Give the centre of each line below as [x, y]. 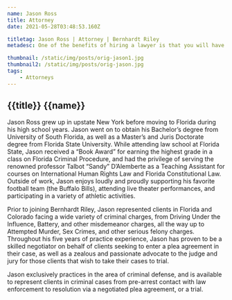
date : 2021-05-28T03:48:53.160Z [54, 26]
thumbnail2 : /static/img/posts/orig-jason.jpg [75, 65]
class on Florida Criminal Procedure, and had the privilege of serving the [111, 159]
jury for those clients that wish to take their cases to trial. [88, 261]
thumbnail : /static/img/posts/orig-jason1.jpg [75, 58]
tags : [15, 71]
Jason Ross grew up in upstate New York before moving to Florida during [112, 122]
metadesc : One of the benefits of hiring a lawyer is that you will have [116, 46]
